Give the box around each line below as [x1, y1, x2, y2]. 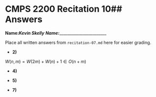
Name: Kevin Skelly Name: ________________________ [5, 30, 107, 36]
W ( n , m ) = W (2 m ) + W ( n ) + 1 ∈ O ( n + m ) [5, 58, 87, 64]
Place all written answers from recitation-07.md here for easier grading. [5, 39, 152, 45]
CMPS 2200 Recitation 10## [5, 3, 123, 15]
